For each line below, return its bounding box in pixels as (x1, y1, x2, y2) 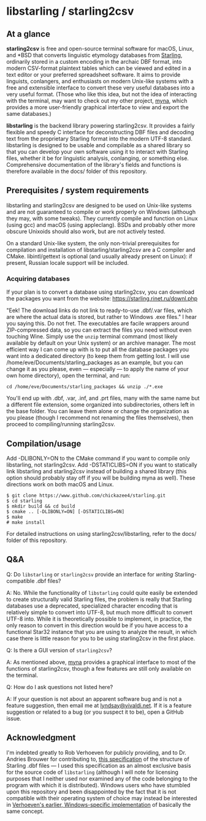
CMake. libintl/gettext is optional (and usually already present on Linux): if (6, 253, 193, 260)
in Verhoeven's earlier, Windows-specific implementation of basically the (6, 801, 191, 808)
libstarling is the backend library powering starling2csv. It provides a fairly (6, 122, 195, 129)
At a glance (6, 29, 51, 39)
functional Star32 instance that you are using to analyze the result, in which (6, 628, 197, 635)
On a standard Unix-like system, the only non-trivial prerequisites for (6, 239, 180, 246)
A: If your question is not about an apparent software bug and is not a (6, 695, 182, 703)
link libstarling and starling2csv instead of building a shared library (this (6, 467, 187, 475)
